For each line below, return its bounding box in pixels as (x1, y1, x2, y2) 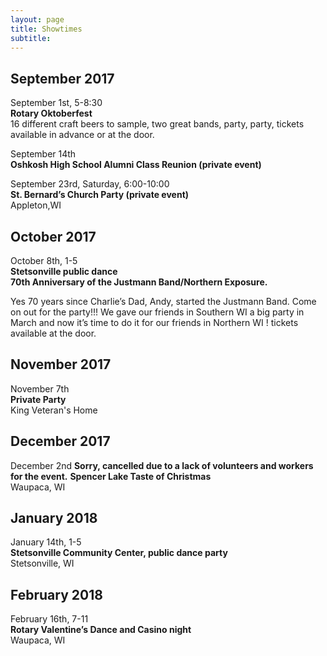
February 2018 (10, 586, 103, 603)
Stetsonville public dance (10, 266, 118, 277)
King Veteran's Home (10, 404, 98, 416)
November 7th (10, 382, 70, 395)
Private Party (10, 393, 67, 405)
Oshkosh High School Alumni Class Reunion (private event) (10, 159, 262, 171)
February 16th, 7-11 (10, 613, 89, 625)
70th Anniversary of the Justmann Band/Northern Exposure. (10, 276, 268, 288)
